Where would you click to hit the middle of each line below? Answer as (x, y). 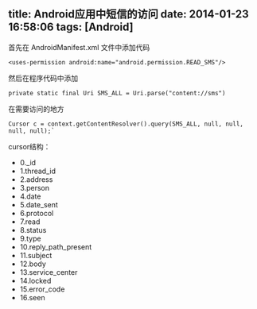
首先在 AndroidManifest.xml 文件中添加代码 (79, 47)
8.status (33, 230)
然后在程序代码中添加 (43, 78)
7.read (30, 222)
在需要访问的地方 (36, 109)
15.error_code (42, 289)
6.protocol (37, 213)
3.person (35, 187)
